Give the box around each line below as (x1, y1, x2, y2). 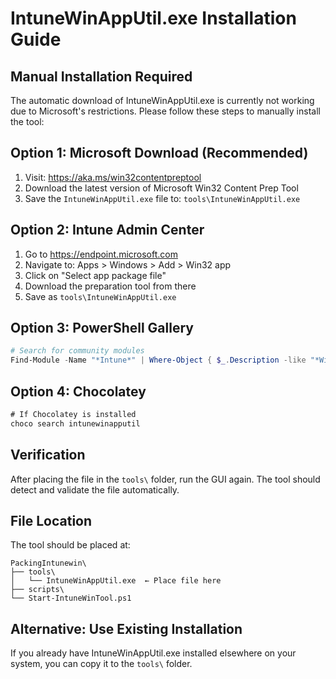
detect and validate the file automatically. (10, 483, 180, 496)
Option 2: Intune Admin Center (10, 222, 205, 239)
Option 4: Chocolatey (10, 383, 147, 400)
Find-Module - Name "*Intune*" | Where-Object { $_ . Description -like (10, 355, 307, 366)
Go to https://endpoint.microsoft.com (24, 248, 178, 260)
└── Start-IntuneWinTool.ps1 (10, 593, 132, 604)
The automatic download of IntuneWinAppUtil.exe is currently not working (10, 95, 315, 106)
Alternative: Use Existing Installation (10, 620, 243, 637)
